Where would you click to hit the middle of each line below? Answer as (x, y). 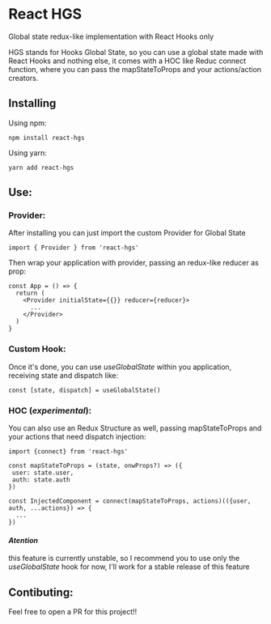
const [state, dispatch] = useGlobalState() (85, 390)
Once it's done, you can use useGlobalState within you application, (120, 367)
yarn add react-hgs (41, 168)
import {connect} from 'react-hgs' (68, 452)
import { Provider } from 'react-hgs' (74, 248)
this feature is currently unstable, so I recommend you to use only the (124, 558)
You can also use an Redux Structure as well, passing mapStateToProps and (135, 428)
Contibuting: (41, 592)
